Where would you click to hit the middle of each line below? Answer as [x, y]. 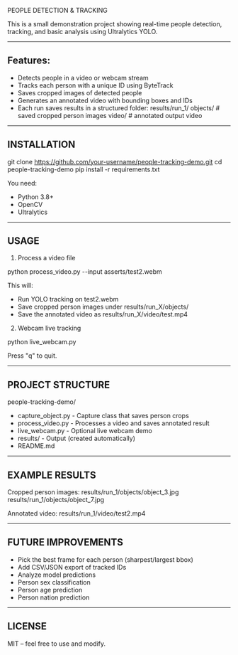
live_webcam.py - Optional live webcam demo [85, 431]
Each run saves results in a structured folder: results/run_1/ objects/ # [119, 108]
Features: [29, 61]
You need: [22, 183]
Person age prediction [50, 590]
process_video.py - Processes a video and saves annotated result [114, 423]
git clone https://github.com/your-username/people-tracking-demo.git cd [115, 161]
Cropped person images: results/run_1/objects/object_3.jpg [93, 492]
